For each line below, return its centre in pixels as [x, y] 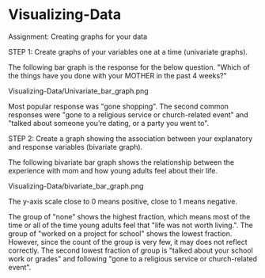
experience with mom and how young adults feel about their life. [113, 170]
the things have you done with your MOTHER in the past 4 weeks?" [117, 75]
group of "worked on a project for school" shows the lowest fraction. [120, 233]
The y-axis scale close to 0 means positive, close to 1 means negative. [123, 201]
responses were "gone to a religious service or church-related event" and [128, 114]
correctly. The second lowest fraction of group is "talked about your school [131, 250]
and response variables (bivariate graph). [76, 147]
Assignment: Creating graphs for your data [78, 36]
